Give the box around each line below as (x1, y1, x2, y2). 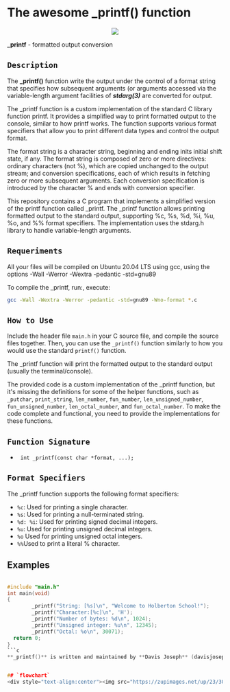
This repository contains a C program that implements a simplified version (7, 197, 216, 205)
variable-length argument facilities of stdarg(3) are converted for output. (7, 91, 214, 100)
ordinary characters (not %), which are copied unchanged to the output (7, 161, 209, 170)
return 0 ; (13, 634, 41, 641)
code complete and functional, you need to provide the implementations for (7, 410, 220, 418)
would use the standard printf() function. (7, 347, 127, 355)
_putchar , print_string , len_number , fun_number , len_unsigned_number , (7, 395, 204, 403)
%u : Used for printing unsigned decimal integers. (16, 524, 153, 533)
